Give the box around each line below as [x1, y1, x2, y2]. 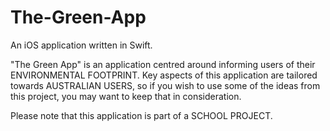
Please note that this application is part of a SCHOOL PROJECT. [10, 109, 273, 121]
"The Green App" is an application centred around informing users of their [10, 58, 316, 70]
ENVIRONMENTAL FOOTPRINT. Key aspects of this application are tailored [10, 69, 318, 81]
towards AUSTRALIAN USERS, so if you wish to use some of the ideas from [10, 79, 321, 91]
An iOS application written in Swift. [10, 39, 153, 51]
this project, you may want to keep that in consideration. [10, 90, 242, 102]
